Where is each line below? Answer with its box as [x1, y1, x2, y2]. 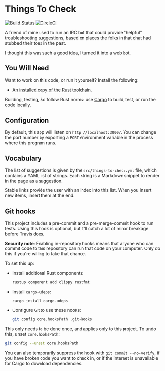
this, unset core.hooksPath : [5, 331, 60, 337]
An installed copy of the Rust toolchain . [12, 87, 92, 93]
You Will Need [5, 64, 49, 72]
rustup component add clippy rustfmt [12, 280, 90, 285]
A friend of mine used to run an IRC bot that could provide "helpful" [5, 29, 142, 35]
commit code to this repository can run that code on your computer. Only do [5, 246, 161, 251]
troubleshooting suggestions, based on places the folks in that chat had [5, 35, 151, 41]
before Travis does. [5, 231, 45, 237]
